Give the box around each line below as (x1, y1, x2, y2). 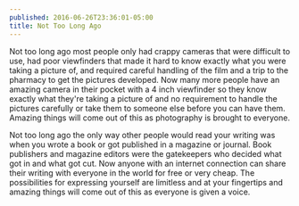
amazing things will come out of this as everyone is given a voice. (9, 186, 251, 197)
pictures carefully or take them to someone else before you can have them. (9, 103, 286, 113)
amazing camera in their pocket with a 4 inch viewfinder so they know (9, 84, 268, 95)
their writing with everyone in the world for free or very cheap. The (9, 167, 255, 178)
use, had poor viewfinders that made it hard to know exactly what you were (9, 55, 287, 66)
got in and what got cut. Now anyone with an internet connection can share (9, 158, 287, 169)
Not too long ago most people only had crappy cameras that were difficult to (9, 45, 291, 56)
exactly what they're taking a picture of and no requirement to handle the (9, 93, 278, 103)
